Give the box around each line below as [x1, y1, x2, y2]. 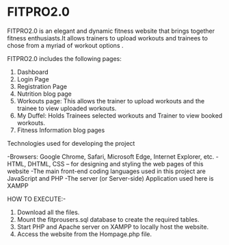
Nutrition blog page [16, 90, 72, 98]
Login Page [16, 75, 49, 83]
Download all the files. [16, 208, 80, 216]
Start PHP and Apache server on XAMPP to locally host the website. [16, 222, 209, 231]
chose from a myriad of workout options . [7, 41, 124, 49]
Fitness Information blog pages [16, 126, 105, 134]
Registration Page [16, 82, 67, 90]
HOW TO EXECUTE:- [7, 194, 66, 203]
